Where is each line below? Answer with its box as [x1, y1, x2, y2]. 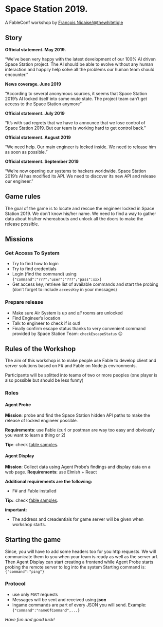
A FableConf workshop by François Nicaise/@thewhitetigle [5, 20, 123, 25]
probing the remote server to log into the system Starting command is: [5, 564, 146, 570]
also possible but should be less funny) [5, 377, 84, 383]
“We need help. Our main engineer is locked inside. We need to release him [5, 144, 156, 150]
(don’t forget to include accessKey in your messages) [12, 287, 118, 293]
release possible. [5, 221, 39, 227]
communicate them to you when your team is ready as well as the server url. [5, 553, 158, 559]
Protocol [5, 580, 26, 587]
